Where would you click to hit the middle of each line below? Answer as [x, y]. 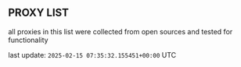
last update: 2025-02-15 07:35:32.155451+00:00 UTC [92, 55]
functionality [28, 40]
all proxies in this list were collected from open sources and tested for [120, 31]
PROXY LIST [38, 13]
